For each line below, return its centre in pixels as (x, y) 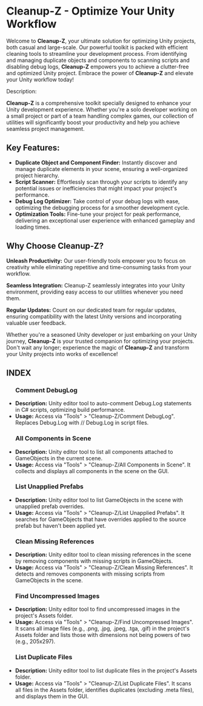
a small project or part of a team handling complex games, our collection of (100, 116)
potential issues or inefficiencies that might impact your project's (96, 188)
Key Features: (33, 148)
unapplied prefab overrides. (50, 506)
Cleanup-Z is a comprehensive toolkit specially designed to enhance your (99, 103)
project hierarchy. (37, 175)
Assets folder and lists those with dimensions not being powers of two (103, 635)
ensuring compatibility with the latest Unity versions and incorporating (94, 316)
